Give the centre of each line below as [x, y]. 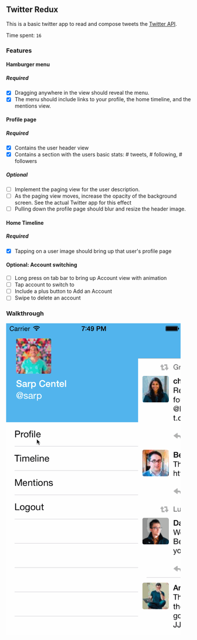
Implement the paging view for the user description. [77, 189]
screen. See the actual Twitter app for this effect [73, 203]
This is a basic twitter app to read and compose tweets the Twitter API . [91, 24]
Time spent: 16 [24, 35]
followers [26, 161]
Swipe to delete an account [47, 298]
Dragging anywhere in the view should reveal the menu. [82, 93]
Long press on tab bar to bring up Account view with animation [91, 278]
